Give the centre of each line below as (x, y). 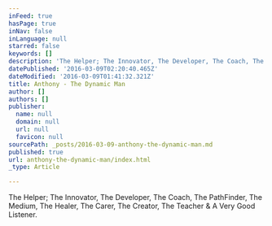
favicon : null (39, 137)
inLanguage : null (38, 39)
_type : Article (34, 167)
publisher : (27, 106)
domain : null (38, 122)
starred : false (34, 46)
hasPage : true (33, 24)
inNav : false (31, 31)
